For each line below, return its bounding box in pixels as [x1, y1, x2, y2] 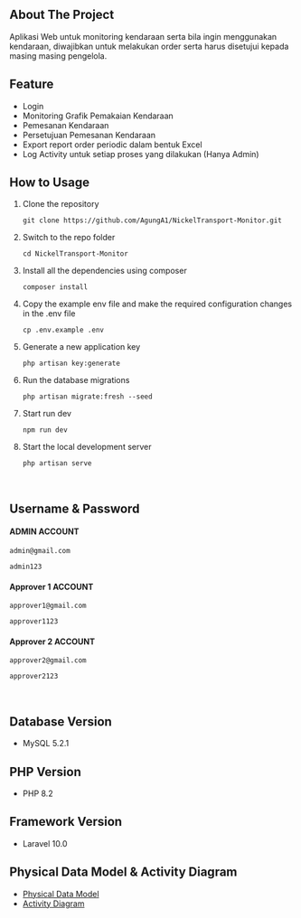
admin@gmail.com [9, 547, 71, 556]
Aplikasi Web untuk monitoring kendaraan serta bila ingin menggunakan [9, 31, 277, 42]
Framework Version [9, 814, 123, 829]
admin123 [9, 562, 42, 572]
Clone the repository [22, 199, 99, 210]
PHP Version [9, 763, 81, 780]
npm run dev [22, 426, 68, 435]
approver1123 [9, 617, 59, 626]
